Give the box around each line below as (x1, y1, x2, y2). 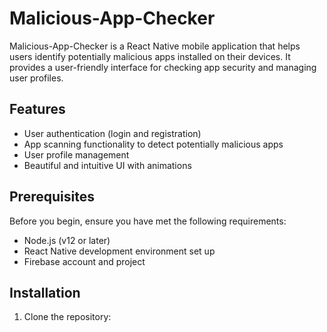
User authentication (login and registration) (23, 127, 202, 139)
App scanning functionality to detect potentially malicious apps (23, 138, 284, 150)
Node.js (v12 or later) (23, 234, 111, 246)
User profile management (23, 148, 130, 161)
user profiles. (9, 72, 64, 84)
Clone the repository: (23, 311, 112, 323)
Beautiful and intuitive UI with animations (23, 159, 192, 171)
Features (9, 101, 66, 118)
